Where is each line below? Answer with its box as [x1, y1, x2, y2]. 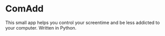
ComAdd [5, 3, 44, 14]
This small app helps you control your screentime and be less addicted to [5, 19, 160, 25]
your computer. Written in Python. [5, 24, 77, 30]
